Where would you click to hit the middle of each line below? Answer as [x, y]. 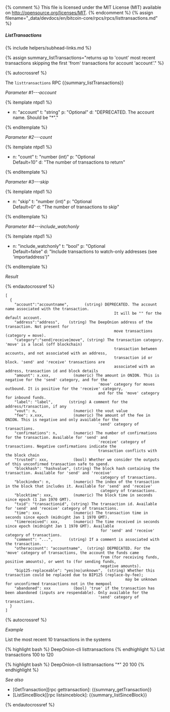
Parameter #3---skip [27, 181]
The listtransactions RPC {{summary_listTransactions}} [65, 83]
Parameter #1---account [31, 92]
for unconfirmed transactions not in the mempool [59, 584]
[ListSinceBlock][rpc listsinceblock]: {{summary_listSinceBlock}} [80, 695]
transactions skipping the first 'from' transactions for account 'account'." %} [85, 63]
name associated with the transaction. [47, 309]
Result [12, 276]
